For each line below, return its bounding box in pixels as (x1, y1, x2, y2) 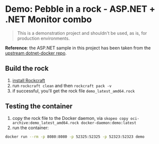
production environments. (17, 35, 70, 41)
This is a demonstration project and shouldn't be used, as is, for (17, 30, 147, 36)
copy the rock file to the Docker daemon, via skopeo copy (12, 115, 128, 121)
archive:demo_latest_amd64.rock (12, 120, 79, 125)
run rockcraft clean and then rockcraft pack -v (12, 83, 112, 88)
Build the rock (5, 64, 49, 73)
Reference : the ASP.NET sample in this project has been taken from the (5, 45, 151, 51)
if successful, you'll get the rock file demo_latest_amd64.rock (12, 87, 135, 94)
